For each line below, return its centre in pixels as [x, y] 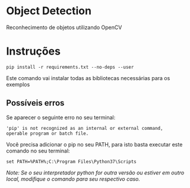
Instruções [34, 51]
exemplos [18, 84]
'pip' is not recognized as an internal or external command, [85, 128]
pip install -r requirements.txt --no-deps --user [70, 67]
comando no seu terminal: [38, 151]
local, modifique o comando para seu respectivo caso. [73, 179]
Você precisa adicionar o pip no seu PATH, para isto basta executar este [94, 144]
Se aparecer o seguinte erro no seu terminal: [61, 117]
